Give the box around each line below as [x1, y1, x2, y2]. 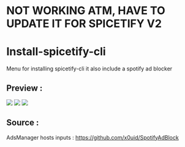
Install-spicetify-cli [6, 45, 106, 59]
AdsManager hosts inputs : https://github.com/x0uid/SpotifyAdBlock [6, 134, 179, 141]
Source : [6, 118, 39, 128]
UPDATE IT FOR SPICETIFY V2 [6, 17, 162, 31]
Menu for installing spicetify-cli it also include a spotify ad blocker [6, 65, 173, 72]
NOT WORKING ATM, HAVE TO [6, 4, 165, 18]
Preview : [6, 83, 43, 93]
